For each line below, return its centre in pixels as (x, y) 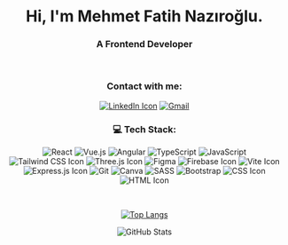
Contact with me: (144, 86)
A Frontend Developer (144, 44)
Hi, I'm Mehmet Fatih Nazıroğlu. (144, 16)
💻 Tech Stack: (144, 129)
